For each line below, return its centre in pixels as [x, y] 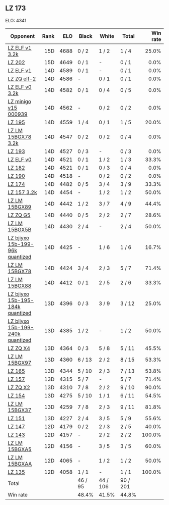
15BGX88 [20, 286]
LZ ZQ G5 [19, 215]
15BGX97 [20, 363]
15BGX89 [20, 207]
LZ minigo [20, 102]
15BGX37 [20, 410]
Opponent [22, 36]
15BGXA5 [20, 449]
